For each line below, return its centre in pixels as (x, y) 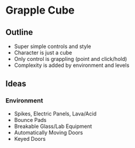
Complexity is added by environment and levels (72, 65)
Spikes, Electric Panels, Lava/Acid (55, 114)
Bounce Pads (30, 120)
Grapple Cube (40, 10)
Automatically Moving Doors (48, 132)
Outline (19, 32)
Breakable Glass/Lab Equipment (53, 126)
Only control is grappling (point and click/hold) (70, 59)
